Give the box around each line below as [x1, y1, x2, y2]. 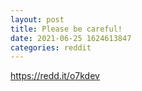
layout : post [10, 14, 65, 25]
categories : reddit [10, 42, 92, 53]
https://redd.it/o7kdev [10, 70, 100, 82]
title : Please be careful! [10, 24, 123, 34]
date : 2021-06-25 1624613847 [10, 33, 132, 43]
